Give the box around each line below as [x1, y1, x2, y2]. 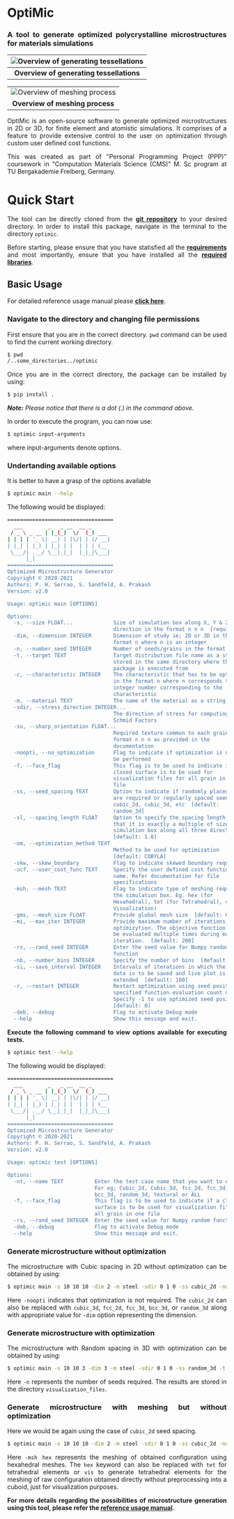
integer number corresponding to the [113, 684, 223, 692]
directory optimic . [7, 230, 59, 238]
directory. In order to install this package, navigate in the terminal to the [7, 222, 227, 231]
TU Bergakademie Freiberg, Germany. [7, 168, 116, 176]
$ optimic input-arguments [7, 431, 86, 438]
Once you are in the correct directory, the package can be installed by [7, 370, 227, 378]
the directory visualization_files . [7, 1385, 107, 1393]
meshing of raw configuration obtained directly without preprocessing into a [7, 1475, 227, 1484]
